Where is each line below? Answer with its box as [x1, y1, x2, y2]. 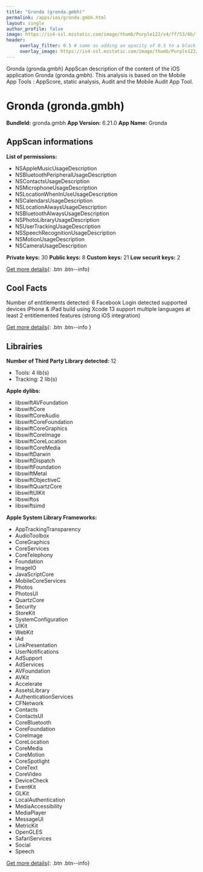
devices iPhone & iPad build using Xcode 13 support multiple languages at [6, 306, 190, 313]
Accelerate [14, 680, 42, 688]
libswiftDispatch [14, 457, 56, 465]
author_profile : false [6, 25, 63, 32]
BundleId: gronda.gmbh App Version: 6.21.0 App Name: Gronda [6, 119, 167, 126]
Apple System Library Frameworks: [6, 514, 97, 522]
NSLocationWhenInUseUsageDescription [14, 190, 118, 198]
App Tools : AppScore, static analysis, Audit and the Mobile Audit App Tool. [6, 78, 193, 85]
